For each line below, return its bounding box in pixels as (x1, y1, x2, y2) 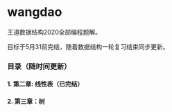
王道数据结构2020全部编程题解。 (7, 28, 102, 36)
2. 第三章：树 (7, 97, 45, 106)
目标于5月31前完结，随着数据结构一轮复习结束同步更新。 (7, 42, 169, 50)
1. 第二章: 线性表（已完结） (7, 80, 84, 88)
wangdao (7, 4, 62, 20)
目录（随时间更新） (7, 62, 71, 71)
